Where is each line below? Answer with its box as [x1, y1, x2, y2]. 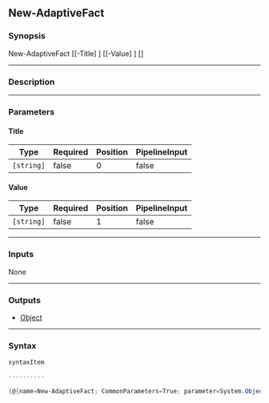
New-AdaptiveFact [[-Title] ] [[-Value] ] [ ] [8, 48, 144, 58]
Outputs [8, 294, 42, 305]
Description [8, 76, 55, 87]
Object [19, 312, 42, 322]
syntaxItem [8, 358, 45, 367]
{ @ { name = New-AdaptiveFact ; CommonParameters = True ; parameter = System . [8, 387, 246, 395]
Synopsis [8, 30, 46, 42]
